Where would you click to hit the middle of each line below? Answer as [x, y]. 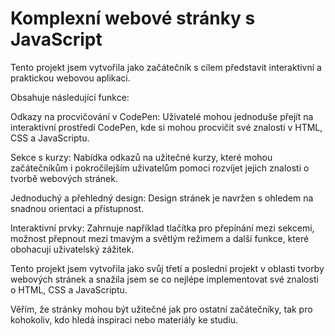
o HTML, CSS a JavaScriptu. [69, 289]
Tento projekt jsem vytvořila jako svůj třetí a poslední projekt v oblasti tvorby [167, 268]
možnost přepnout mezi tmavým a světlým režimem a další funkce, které [160, 238]
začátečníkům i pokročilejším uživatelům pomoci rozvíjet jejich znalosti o [160, 168]
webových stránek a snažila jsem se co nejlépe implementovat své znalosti [164, 279]
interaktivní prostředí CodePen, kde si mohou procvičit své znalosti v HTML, [166, 127]
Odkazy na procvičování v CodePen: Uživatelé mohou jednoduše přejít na [162, 116]
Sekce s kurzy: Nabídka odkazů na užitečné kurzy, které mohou [141, 157]
